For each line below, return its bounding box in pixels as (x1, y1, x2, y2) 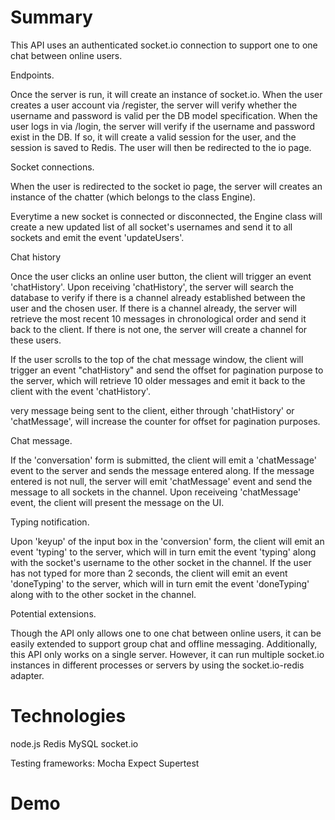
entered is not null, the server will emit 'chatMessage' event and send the (10, 475, 313, 487)
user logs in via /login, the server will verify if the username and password (10, 120, 315, 132)
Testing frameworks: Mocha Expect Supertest (10, 757, 200, 769)
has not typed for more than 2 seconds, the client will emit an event (10, 567, 288, 579)
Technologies (10, 705, 127, 728)
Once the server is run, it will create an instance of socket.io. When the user (10, 88, 323, 100)
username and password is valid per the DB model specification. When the (10, 109, 318, 121)
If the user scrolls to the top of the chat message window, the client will (10, 353, 304, 365)
